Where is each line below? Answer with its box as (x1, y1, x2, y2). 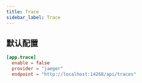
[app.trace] (6, 55, 36, 61)
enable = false (11, 60, 50, 66)
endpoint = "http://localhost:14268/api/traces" (11, 71, 137, 77)
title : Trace (6, 8, 39, 15)
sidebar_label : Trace (6, 14, 61, 20)
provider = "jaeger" (11, 66, 63, 72)
